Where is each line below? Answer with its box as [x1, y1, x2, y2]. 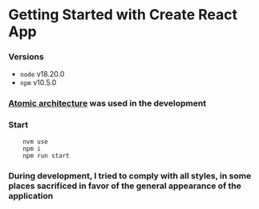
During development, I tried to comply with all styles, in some [8, 170, 252, 181]
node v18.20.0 [19, 70, 65, 79]
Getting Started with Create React [8, 6, 238, 24]
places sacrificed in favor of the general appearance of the [8, 180, 242, 191]
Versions [8, 51, 44, 62]
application [8, 190, 54, 201]
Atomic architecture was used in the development [8, 98, 207, 109]
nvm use [22, 138, 48, 146]
